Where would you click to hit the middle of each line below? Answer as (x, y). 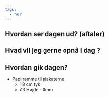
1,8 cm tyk (30, 84)
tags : (11, 10)
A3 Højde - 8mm (36, 90)
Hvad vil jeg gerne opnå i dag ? (53, 51)
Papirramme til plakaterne (38, 79)
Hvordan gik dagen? (36, 67)
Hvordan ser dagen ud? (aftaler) (55, 34)
